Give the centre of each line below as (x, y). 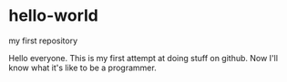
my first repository (43, 41)
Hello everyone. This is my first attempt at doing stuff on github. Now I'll (143, 58)
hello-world (54, 16)
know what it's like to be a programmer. (82, 68)
